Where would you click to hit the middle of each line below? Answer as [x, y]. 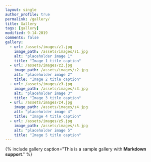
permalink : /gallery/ [28, 19]
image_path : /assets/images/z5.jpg [51, 126]
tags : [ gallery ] [22, 28]
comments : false [22, 38]
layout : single [21, 10]
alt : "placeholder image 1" [43, 56]
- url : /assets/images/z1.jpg [41, 47]
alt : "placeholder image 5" [43, 130]
